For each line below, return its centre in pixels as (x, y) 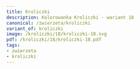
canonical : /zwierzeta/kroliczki (48, 23)
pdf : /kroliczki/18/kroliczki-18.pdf (54, 40)
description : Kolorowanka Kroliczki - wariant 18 (70, 17)
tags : (13, 46)
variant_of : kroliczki (35, 28)
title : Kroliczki (28, 12)
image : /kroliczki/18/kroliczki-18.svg (57, 34)
